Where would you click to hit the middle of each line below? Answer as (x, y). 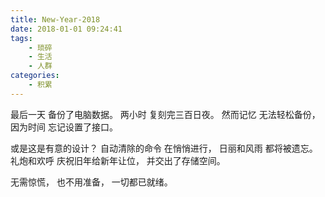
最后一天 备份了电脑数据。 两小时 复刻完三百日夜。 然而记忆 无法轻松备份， (165, 114)
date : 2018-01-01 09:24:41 (66, 29)
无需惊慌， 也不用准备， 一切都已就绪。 (91, 182)
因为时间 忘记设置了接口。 (64, 127)
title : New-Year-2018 (55, 19)
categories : (35, 76)
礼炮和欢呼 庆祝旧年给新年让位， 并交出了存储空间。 (118, 160)
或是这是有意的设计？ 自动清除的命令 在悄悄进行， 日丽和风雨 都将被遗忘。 (164, 148)
